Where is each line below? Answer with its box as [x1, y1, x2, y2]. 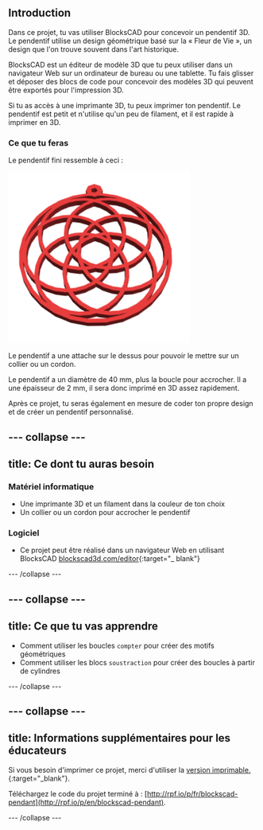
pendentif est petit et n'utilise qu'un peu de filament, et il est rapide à [8, 109, 234, 119]
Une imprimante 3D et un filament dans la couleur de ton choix [19, 499, 225, 509]
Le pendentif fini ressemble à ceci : [8, 155, 124, 166]
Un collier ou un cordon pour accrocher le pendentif [19, 508, 191, 517]
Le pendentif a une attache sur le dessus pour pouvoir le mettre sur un [8, 351, 240, 360]
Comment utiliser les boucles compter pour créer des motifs [19, 641, 215, 650]
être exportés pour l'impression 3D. [8, 85, 125, 95]
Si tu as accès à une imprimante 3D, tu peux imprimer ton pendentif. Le [8, 100, 241, 110]
